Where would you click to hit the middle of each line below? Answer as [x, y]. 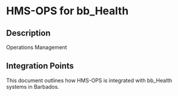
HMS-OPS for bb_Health [68, 11]
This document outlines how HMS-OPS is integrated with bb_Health [89, 80]
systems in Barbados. [33, 86]
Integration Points [40, 66]
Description [28, 33]
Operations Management [37, 47]
